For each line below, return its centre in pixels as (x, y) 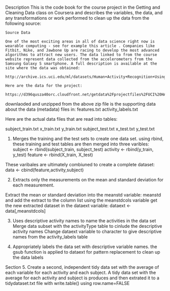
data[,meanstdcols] (26, 211)
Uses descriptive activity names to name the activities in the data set (84, 221)
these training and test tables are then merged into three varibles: (81, 144)
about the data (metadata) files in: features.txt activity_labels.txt (72, 109)
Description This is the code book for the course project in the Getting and (83, 7)
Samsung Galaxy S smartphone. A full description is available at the (81, 64)
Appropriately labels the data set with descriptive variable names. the (85, 247)
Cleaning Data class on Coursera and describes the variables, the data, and (84, 13)
